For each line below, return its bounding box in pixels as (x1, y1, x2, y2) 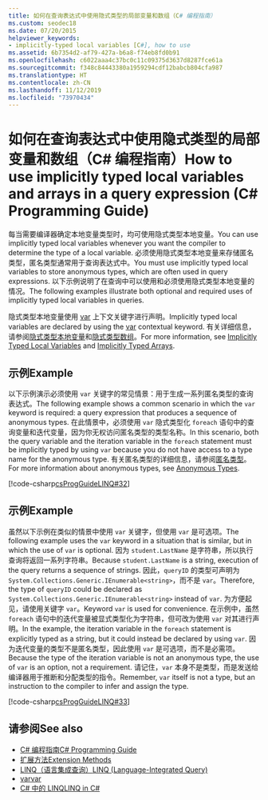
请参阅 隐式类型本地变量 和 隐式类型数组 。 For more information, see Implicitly (8, 332, 258, 342)
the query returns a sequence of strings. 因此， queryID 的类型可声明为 (8, 565, 240, 574)
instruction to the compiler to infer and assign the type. (8, 681, 189, 690)
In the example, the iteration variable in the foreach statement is (22, 623, 231, 633)
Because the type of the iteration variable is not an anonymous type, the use (8, 653, 259, 662)
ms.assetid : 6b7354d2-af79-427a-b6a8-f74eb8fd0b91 (8, 49, 180, 57)
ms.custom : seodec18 (8, 19, 77, 27)
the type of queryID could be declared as (8, 584, 143, 594)
